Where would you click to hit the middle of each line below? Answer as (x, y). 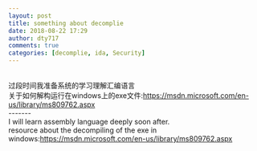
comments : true (34, 46)
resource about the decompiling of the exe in (83, 130)
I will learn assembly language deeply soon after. (89, 122)
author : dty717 (34, 38)
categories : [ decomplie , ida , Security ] (77, 53)
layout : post (30, 16)
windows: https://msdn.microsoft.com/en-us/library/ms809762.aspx (120, 139)
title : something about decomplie (66, 23)
